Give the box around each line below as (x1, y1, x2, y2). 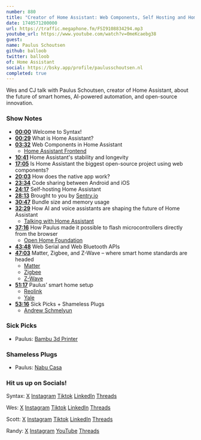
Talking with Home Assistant (23, 217, 95, 225)
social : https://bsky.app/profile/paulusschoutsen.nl (6, 64, 144, 71)
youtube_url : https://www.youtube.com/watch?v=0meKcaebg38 (6, 31, 157, 37)
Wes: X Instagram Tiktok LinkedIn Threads (6, 404, 111, 411)
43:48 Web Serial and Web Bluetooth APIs (14, 243, 120, 250)
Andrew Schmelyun (23, 307, 72, 314)
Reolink (23, 288, 42, 295)
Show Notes (6, 115, 42, 123)
